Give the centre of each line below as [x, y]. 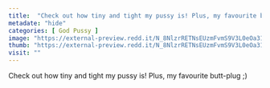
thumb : [19, 46]
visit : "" [25, 53]
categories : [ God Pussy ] [53, 30]
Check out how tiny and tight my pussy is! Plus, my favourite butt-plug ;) [128, 76]
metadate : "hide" [37, 23]
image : [19, 38]
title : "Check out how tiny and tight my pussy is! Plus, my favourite [133, 16]
